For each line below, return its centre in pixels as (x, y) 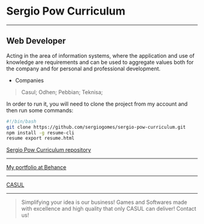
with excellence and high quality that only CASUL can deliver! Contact (109, 209)
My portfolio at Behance (36, 168)
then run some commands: (40, 110)
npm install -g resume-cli (40, 133)
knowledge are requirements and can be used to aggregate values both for (100, 62)
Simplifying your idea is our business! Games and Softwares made (104, 202)
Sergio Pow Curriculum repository (49, 150)
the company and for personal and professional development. (83, 69)
